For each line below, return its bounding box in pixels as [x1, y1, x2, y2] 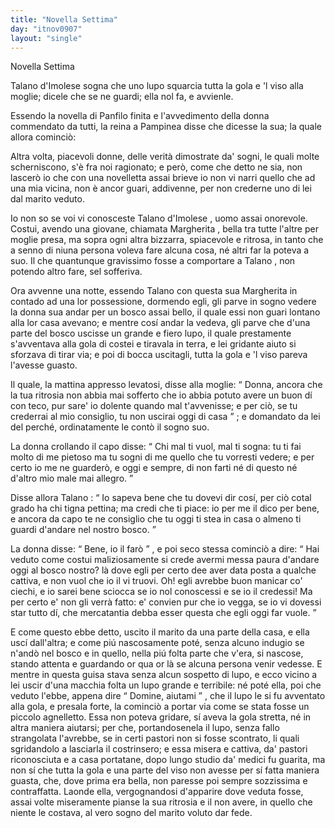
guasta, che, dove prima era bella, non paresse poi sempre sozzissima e [10, 775, 308, 787]
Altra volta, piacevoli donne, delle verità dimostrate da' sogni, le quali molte [10, 151, 320, 163]
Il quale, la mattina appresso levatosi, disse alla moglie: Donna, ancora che [10, 379, 323, 391]
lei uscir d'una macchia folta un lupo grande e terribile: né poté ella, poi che [10, 679, 322, 691]
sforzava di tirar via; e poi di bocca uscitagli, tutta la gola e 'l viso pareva [10, 349, 308, 361]
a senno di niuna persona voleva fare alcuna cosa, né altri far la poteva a [10, 244, 310, 256]
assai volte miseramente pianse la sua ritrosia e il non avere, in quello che [10, 796, 313, 808]
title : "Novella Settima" [10, 14, 118, 25]
